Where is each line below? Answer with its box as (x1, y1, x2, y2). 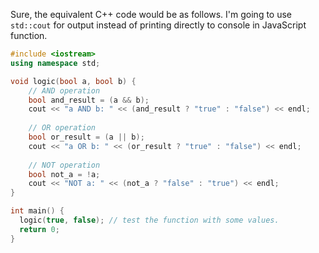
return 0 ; (19, 224, 60, 234)
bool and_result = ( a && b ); (28, 95, 150, 105)
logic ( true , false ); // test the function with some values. (19, 215, 280, 225)
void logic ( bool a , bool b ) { (10, 76, 137, 86)
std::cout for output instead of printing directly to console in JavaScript (10, 19, 307, 31)
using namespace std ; (10, 58, 101, 68)
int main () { (10, 206, 65, 216)
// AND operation (28, 85, 101, 96)
